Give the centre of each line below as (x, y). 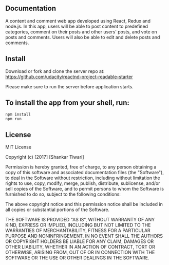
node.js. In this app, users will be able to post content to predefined (77, 26)
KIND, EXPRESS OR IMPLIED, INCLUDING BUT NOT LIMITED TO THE (78, 225)
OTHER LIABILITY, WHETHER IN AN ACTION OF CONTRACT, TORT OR (80, 247)
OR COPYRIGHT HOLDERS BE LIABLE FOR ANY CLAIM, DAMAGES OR (80, 241)
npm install (18, 115)
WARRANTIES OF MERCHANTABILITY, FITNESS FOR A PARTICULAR (78, 231)
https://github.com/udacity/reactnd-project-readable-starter (69, 77)
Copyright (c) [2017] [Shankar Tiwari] (45, 157)
